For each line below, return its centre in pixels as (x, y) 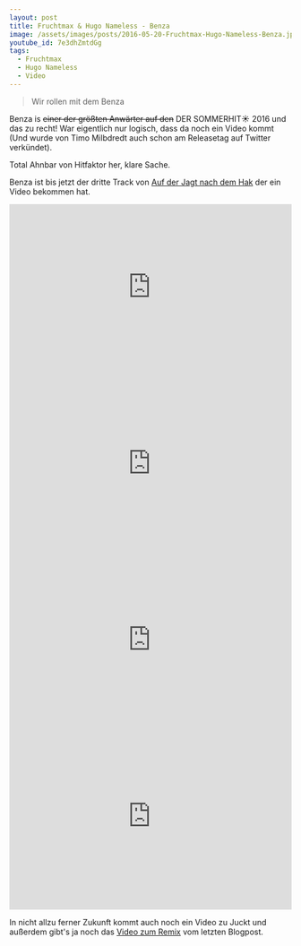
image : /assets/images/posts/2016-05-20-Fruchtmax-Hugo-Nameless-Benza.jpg (154, 34)
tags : (19, 51)
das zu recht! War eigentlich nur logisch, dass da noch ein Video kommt (142, 128)
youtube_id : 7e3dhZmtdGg (56, 43)
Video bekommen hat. (50, 191)
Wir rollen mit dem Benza (78, 101)
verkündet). (30, 147)
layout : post (34, 17)
